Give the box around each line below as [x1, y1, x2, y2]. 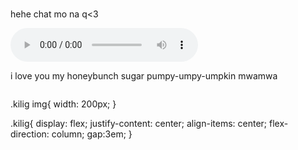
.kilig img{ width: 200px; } [10, 98, 117, 110]
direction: [10, 128, 50, 140]
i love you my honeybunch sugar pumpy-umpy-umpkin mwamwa [10, 70, 278, 82]
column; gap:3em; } [51, 128, 133, 140]
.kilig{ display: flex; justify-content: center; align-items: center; [10, 118, 268, 129]
